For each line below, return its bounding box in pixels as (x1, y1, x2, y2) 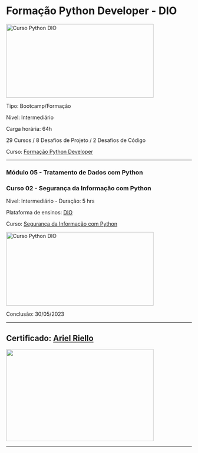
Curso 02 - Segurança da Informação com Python (6, 184, 151, 192)
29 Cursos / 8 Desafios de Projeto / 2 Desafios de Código (6, 137, 146, 144)
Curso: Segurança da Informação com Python (6, 220, 118, 227)
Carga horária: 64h (6, 125, 52, 132)
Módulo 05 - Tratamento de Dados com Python (6, 168, 143, 176)
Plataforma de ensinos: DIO (6, 209, 72, 216)
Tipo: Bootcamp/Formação (6, 102, 71, 110)
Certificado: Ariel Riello (6, 333, 94, 343)
